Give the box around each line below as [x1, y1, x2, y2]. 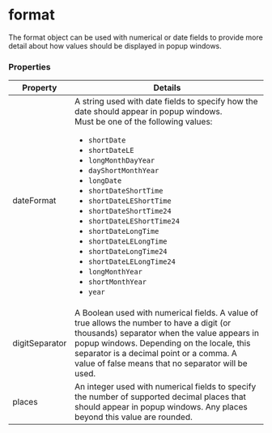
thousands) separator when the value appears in [74, 328, 259, 339]
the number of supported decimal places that [74, 391, 247, 402]
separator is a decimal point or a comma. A [74, 348, 237, 359]
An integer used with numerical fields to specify [74, 381, 257, 393]
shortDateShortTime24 [88, 206, 172, 216]
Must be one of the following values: [74, 116, 213, 127]
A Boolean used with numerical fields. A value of [74, 308, 259, 319]
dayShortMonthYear [88, 166, 159, 176]
